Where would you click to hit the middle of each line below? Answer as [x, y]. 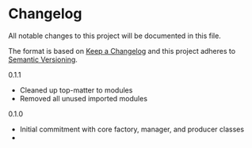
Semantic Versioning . [43, 59]
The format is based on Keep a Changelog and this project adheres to [122, 51]
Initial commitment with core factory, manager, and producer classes [132, 129]
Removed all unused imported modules [84, 98]
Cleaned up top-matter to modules [76, 90]
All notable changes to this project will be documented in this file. [115, 36]
